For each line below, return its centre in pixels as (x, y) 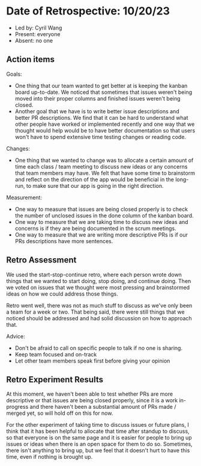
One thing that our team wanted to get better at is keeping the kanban (101, 85)
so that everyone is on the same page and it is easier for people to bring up (99, 438)
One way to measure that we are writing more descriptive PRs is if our (101, 235)
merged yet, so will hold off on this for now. (60, 413)
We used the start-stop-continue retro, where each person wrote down (94, 275)
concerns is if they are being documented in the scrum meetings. (95, 228)
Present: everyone (37, 34)
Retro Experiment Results (55, 380)
